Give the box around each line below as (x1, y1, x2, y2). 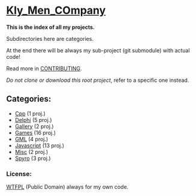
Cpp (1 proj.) (14, 109, 46, 117)
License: (6, 170, 32, 178)
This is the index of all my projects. (6, 23, 95, 31)
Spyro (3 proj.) (14, 155, 51, 162)
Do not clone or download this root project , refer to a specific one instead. (6, 76, 189, 84)
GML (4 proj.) (14, 135, 49, 142)
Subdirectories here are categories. (6, 35, 94, 42)
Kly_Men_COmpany (6, 4, 106, 17)
